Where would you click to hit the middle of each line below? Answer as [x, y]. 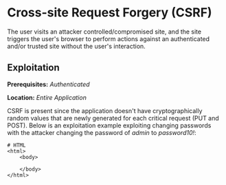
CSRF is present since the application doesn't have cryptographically [105, 110]
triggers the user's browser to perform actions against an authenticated [109, 38]
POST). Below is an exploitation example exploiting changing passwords [109, 125]
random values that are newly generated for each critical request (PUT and [113, 118]
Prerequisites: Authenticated [49, 84]
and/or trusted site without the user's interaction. [76, 46]
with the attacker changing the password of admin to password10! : [102, 132]
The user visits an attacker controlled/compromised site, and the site [104, 32]
